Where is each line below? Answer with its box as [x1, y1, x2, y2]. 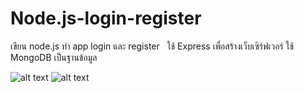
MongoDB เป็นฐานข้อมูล [10, 51, 98, 63]
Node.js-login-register [10, 7, 202, 30]
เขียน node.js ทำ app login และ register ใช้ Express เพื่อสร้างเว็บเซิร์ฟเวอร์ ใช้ [10, 40, 295, 52]
